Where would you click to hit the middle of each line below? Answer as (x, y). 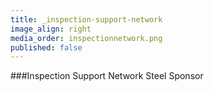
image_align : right (51, 29)
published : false (46, 47)
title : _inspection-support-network (86, 19)
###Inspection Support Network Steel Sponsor (107, 76)
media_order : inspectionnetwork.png (86, 38)
